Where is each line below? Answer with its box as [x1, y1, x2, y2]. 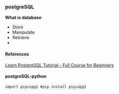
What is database [5, 15, 42, 21]
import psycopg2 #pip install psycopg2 [5, 84, 87, 89]
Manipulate [12, 30, 35, 35]
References [5, 51, 29, 57]
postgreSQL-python [5, 73, 47, 79]
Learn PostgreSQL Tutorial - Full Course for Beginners [5, 62, 114, 68]
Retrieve [12, 34, 29, 40]
